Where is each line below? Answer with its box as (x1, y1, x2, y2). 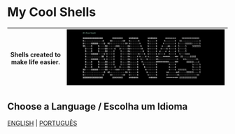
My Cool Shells (7, 4, 97, 20)
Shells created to (10, 50, 62, 59)
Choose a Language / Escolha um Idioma (7, 100, 188, 112)
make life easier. (10, 57, 61, 66)
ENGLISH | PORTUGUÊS (7, 119, 78, 127)
